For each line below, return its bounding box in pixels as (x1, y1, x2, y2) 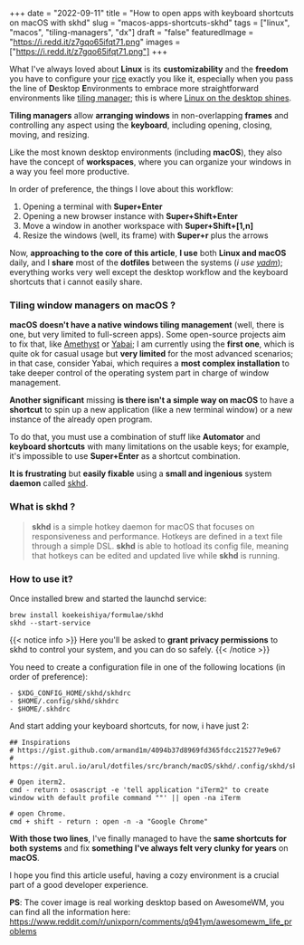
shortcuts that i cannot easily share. (9, 276, 143, 287)
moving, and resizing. (9, 129, 90, 139)
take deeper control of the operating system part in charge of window (9, 367, 270, 378)
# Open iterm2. (9, 778, 67, 787)
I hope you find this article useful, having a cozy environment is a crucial (9, 869, 280, 881)
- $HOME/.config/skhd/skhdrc (9, 696, 119, 705)
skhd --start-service (9, 618, 91, 627)
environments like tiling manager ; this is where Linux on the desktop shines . (9, 92, 292, 103)
